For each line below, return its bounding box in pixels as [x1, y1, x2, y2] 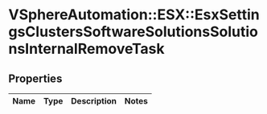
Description [71, 96, 117, 106]
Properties [8, 71, 63, 85]
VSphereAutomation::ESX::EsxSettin [8, 6, 260, 24]
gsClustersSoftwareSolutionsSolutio [8, 22, 259, 41]
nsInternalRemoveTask [8, 40, 165, 58]
